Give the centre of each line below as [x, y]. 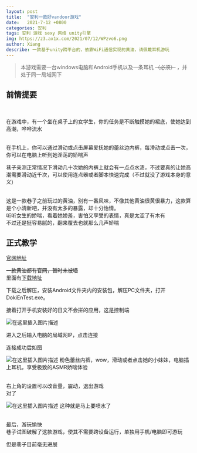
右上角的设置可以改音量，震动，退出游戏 [55, 386]
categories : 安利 [26, 28]
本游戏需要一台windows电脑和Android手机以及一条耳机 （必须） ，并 [104, 67]
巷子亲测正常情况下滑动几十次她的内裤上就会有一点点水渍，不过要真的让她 [96, 167]
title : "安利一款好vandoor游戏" [44, 17]
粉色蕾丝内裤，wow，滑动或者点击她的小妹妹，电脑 [122, 360]
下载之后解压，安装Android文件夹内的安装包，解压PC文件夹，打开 [86, 290]
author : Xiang [23, 45]
